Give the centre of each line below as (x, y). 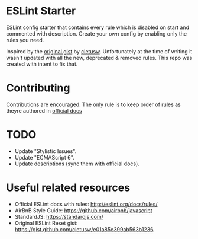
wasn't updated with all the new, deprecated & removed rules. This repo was (99, 58)
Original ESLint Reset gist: (46, 223)
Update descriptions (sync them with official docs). (77, 164)
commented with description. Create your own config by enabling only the (97, 33)
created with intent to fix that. (42, 64)
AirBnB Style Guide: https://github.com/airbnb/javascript (83, 210)
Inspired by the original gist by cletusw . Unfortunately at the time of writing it (99, 51)
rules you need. (25, 40)
